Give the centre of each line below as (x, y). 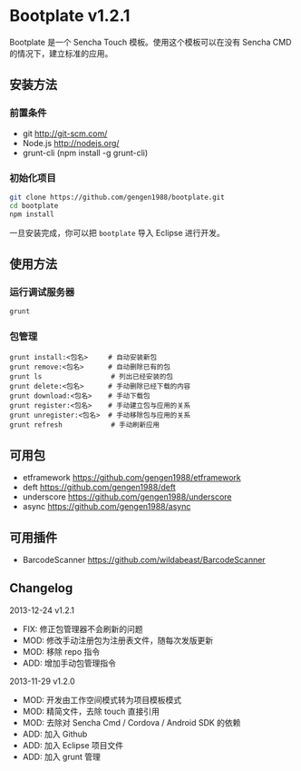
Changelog (41, 588)
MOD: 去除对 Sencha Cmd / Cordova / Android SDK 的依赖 (131, 722)
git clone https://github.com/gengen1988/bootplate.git (117, 197)
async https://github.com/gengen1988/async (107, 507)
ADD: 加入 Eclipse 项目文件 (73, 745)
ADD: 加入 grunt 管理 (62, 756)
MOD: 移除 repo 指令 (61, 651)
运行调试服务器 (42, 292)
